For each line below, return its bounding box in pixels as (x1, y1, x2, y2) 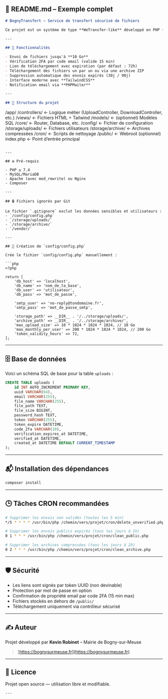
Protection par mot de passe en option (12, 587, 92, 593)
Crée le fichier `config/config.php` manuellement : (5, 253, 117, 258)
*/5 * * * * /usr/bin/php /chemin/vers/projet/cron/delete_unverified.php (5, 520, 164, 525)
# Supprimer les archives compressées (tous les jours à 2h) (5, 542, 135, 548)
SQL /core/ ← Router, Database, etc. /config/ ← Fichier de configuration (5, 120, 153, 126)
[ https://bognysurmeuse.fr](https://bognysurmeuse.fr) (17, 648, 130, 654)
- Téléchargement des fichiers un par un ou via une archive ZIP (5, 68, 144, 73)
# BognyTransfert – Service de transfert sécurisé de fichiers (5, 18, 140, 23)
